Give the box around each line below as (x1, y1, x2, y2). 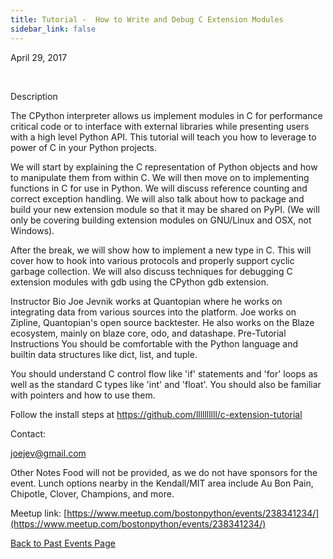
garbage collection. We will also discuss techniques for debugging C (10, 265, 293, 277)
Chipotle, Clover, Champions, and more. (10, 487, 175, 500)
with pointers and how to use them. (10, 389, 156, 401)
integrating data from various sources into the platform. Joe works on (10, 306, 297, 318)
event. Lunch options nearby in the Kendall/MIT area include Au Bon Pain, (10, 477, 314, 489)
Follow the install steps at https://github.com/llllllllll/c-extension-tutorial (10, 408, 303, 420)
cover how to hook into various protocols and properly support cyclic (10, 254, 295, 266)
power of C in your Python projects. (10, 141, 157, 153)
